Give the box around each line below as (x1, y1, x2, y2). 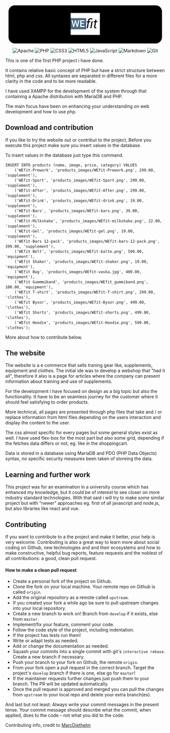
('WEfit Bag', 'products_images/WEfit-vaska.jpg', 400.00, (14, 269, 142, 274)
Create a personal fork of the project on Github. (12, 578, 112, 585)
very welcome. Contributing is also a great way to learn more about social (5, 539, 160, 545)
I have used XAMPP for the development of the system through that (5, 88, 147, 94)
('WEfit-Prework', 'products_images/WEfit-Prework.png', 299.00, (14, 167, 156, 173)
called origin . (12, 589, 42, 595)
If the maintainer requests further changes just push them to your (12, 676, 150, 682)
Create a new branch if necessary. (12, 654, 85, 660)
